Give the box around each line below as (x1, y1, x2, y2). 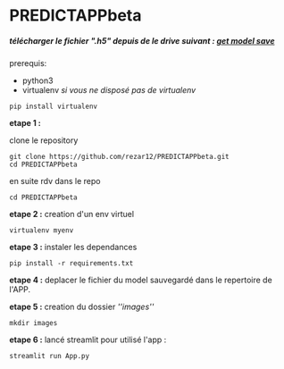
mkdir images (9, 319, 58, 328)
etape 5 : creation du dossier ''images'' (9, 301, 155, 313)
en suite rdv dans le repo (9, 176, 101, 187)
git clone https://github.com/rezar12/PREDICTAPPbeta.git (9, 153, 230, 162)
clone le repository (9, 135, 79, 146)
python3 (21, 75, 54, 86)
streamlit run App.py (9, 352, 90, 361)
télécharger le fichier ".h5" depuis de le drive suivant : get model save (9, 35, 275, 46)
